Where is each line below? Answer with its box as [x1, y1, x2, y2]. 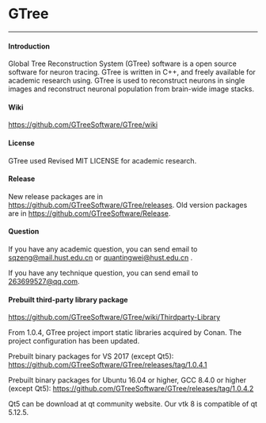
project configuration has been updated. [8, 336, 140, 346]
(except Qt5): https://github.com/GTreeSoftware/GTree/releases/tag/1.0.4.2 [8, 384, 254, 394]
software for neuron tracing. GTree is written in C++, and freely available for [8, 67, 256, 77]
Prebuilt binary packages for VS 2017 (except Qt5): [8, 352, 174, 361]
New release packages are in [8, 191, 103, 201]
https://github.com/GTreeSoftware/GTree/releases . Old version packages [8, 200, 248, 210]
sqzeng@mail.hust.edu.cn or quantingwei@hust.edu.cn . [8, 252, 193, 262]
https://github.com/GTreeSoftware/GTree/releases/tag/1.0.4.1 [8, 360, 207, 370]
